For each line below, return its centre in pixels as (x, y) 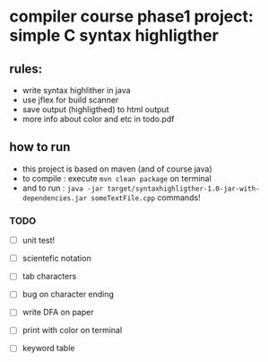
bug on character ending (68, 295)
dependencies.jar (55, 198)
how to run (40, 147)
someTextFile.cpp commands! (146, 197)
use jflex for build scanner (70, 100)
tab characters (49, 277)
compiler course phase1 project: (131, 17)
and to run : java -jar (63, 188)
